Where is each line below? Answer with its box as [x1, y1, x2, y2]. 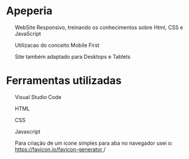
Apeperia [6, 4, 53, 18]
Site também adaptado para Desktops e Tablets [14, 53, 131, 60]
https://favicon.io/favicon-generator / [14, 145, 106, 152]
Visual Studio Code [14, 93, 62, 100]
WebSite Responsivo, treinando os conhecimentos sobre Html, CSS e [14, 24, 184, 31]
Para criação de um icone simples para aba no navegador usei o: [14, 139, 173, 147]
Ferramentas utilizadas [6, 74, 122, 87]
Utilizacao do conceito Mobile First [14, 42, 100, 49]
